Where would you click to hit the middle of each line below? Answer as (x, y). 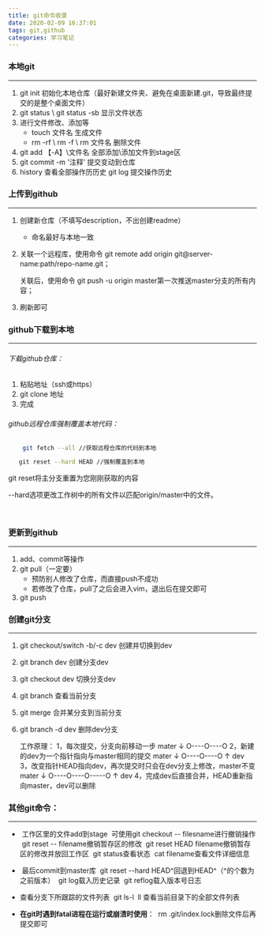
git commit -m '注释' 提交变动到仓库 (78, 162)
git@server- (193, 254)
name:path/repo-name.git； (65, 263)
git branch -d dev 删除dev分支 (69, 729)
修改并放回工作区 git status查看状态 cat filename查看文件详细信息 (142, 854)
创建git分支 (30, 619)
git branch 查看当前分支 (58, 695)
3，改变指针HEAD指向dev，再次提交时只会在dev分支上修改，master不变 (138, 765)
